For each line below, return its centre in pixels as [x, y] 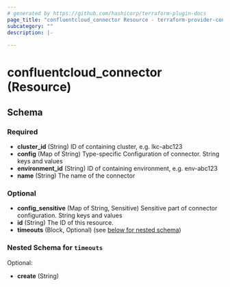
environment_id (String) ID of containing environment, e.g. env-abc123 [117, 168]
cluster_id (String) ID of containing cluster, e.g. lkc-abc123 [100, 147]
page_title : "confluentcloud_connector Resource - [81, 20]
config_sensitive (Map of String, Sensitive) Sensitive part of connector [117, 208]
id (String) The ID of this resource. [65, 223]
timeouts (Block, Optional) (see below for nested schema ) [99, 230]
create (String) [38, 276]
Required [23, 132]
